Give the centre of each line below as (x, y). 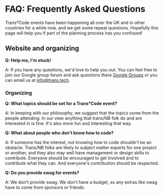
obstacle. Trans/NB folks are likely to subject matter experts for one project (81, 147)
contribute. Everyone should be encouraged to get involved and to (72, 158)
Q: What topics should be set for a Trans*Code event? (61, 103)
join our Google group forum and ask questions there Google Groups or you (81, 75)
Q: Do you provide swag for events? (42, 173)
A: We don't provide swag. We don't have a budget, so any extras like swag (81, 182)
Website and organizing (42, 48)
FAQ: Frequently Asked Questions (75, 9)
